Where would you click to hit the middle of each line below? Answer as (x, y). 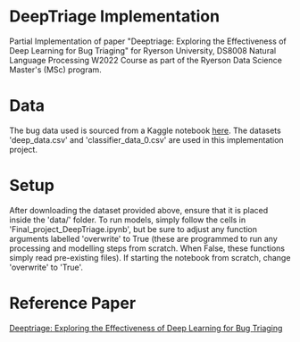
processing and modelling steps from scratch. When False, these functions (147, 248)
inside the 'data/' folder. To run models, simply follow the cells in (128, 220)
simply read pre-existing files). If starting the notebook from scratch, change (150, 257)
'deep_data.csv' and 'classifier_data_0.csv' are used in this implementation (146, 139)
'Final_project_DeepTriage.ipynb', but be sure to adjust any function (133, 229)
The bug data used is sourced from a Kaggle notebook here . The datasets (145, 130)
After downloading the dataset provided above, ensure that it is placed (139, 210)
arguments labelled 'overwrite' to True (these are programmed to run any (144, 238)
